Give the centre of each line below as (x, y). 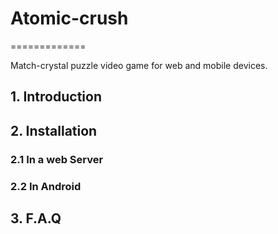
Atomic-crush (69, 18)
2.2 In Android (46, 186)
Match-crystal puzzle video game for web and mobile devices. (139, 65)
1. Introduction (56, 97)
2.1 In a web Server (57, 159)
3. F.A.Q (36, 218)
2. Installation (54, 130)
